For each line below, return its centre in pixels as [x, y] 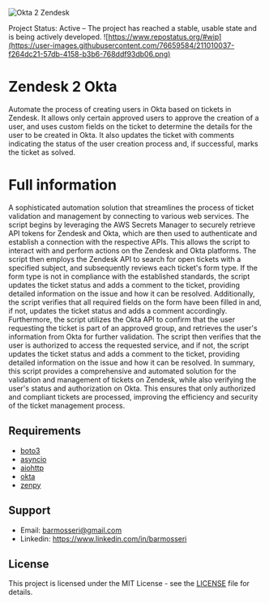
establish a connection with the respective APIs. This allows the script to [129, 242]
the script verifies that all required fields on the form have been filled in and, [135, 302]
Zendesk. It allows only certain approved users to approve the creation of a [134, 118]
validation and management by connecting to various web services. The [129, 216]
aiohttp [32, 468]
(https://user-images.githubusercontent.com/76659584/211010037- [122, 45]
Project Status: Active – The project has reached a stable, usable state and [133, 28]
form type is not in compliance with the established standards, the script [129, 276]
